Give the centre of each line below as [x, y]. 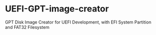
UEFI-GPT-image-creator [57, 9]
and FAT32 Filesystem [27, 27]
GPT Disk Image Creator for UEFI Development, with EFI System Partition [78, 22]
